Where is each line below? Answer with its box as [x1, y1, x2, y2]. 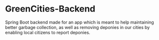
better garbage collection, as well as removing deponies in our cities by [5, 24, 150, 30]
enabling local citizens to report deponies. [5, 29, 91, 35]
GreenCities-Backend [5, 3, 95, 14]
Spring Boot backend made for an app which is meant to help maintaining [5, 19, 154, 25]
